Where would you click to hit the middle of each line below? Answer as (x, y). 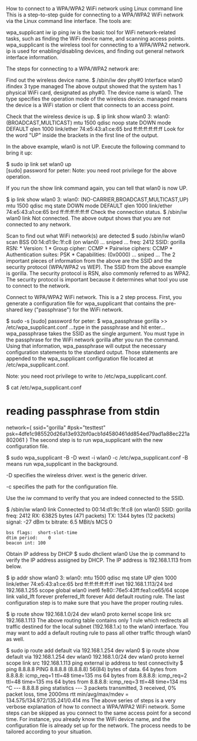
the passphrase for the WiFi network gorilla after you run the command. (93, 340)
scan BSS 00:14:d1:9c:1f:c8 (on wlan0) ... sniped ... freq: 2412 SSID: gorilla (96, 242)
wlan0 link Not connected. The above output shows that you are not (88, 218)
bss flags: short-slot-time (42, 532)
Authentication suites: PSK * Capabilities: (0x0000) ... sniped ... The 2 (91, 254)
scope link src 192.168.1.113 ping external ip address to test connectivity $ (95, 663)
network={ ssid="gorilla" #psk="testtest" (56, 427)
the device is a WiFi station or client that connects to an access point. (90, 105)
